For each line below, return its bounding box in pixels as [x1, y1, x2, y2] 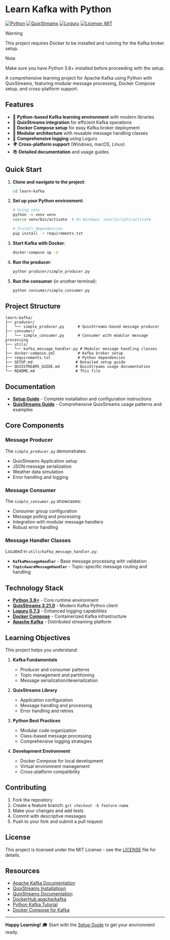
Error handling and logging [12, 474, 68, 480]
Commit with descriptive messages [12, 813, 86, 819]
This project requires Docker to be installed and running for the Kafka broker [5, 40, 164, 46]
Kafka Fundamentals [12, 656, 58, 663]
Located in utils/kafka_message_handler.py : [5, 548, 98, 554]
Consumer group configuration [12, 508, 77, 514]
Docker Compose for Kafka [12, 907, 70, 913]
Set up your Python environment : [12, 198, 84, 204]
